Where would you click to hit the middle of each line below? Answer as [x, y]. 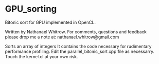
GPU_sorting [31, 9]
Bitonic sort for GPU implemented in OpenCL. [50, 22]
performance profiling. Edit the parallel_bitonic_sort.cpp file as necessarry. [80, 51]
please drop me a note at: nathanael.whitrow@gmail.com [62, 37]
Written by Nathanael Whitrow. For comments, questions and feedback [76, 32]
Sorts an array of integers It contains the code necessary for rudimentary [78, 46]
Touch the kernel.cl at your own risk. [42, 56]
